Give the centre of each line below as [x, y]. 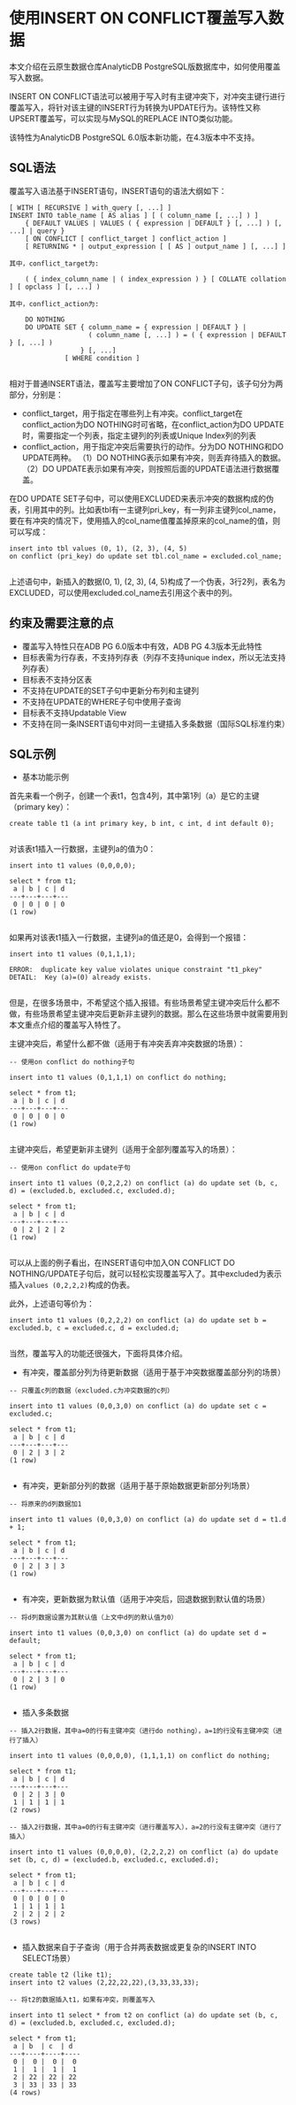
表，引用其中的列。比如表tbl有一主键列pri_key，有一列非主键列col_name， [145, 509]
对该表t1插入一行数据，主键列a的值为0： [83, 849]
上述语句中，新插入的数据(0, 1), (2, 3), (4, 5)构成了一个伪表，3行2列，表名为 [147, 582]
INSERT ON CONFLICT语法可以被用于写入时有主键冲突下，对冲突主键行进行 [147, 96]
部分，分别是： [36, 394]
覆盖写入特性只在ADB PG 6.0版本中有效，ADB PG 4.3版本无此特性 [142, 646]
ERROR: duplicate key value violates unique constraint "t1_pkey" [136, 970]
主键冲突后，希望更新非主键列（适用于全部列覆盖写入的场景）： [123, 1149]
